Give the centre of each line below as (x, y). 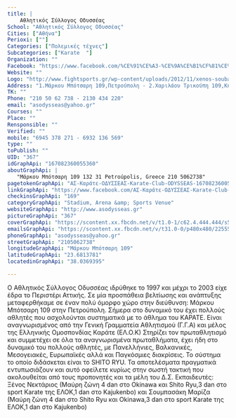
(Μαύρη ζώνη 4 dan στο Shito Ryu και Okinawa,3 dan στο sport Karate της (116, 399)
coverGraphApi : (29, 222)
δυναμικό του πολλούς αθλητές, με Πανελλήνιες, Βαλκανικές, (100, 347)
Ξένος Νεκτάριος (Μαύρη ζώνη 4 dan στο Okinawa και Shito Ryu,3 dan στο (117, 384)
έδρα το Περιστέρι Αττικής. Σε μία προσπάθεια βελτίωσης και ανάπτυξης (114, 295)
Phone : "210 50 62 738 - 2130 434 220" (66, 99)
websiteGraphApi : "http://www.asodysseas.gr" (75, 210)
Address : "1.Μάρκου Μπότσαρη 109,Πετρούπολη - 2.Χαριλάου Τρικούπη (108, 86)
